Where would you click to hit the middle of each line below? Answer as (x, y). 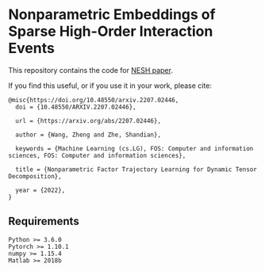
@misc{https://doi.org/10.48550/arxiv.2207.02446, (94, 100)
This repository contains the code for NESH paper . (90, 70)
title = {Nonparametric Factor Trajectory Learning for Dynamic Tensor (136, 169)
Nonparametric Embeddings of (112, 15)
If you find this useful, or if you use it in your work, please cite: (110, 86)
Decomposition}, (35, 176)
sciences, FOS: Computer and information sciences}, (97, 155)
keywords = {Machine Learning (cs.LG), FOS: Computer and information (134, 148)
